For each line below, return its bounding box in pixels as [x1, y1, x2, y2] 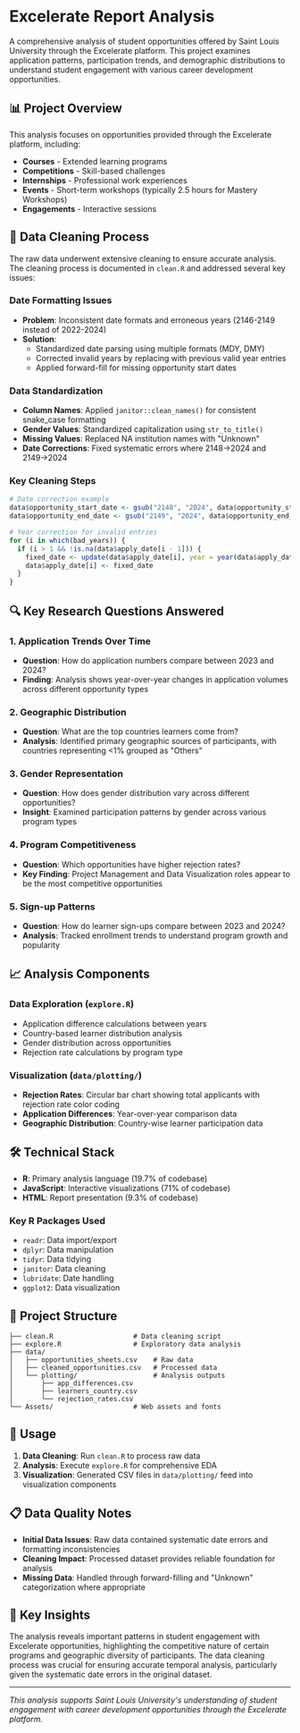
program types [21, 816, 78, 827]
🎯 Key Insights [9, 1608, 91, 1622]
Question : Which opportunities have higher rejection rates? [21, 858, 241, 869]
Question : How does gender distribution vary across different [21, 788, 250, 799]
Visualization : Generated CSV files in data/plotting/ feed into [21, 1469, 254, 1480]
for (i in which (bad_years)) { [9, 536, 126, 545]
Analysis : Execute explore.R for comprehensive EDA [21, 1459, 217, 1470]
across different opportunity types [21, 683, 149, 694]
